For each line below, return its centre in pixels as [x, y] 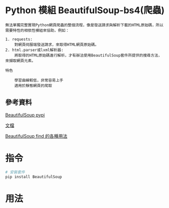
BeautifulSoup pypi [25, 115]
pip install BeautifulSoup [34, 177]
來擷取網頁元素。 [20, 61]
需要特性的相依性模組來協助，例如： [37, 30]
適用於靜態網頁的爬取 [33, 86]
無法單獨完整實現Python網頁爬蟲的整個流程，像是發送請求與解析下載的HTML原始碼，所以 [84, 25]
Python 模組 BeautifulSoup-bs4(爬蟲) [85, 10]
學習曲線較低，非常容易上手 [39, 80]
